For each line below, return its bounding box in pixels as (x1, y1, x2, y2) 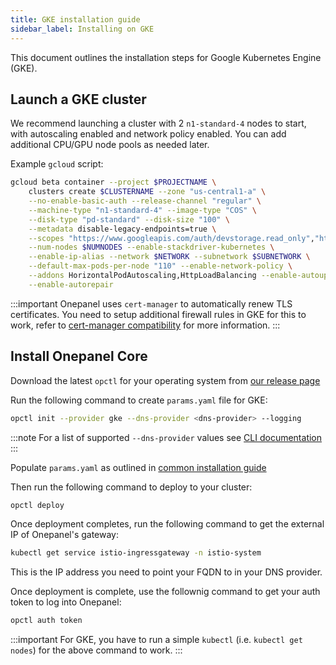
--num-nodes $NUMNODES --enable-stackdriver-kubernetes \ (28, 242, 275, 253)
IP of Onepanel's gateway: (10, 529, 120, 541)
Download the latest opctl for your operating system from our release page (10, 374, 321, 386)
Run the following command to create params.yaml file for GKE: (10, 394, 268, 406)
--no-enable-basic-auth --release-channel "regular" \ (28, 196, 262, 206)
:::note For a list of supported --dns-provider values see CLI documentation (10, 431, 323, 443)
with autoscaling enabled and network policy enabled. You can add (10, 128, 287, 140)
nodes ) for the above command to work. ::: (10, 644, 183, 656)
